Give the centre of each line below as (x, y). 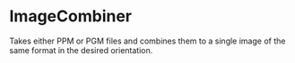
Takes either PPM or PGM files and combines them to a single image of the (147, 41)
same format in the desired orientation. (81, 50)
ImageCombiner (71, 16)
